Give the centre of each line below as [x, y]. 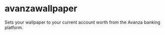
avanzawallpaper [41, 9]
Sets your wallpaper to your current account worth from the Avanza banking [82, 22]
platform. [14, 27]
